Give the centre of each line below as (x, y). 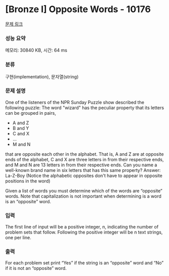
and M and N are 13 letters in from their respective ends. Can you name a (81, 165)
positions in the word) (28, 181)
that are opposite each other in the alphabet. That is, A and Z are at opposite (84, 154)
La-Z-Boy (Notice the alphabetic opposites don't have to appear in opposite (84, 175)
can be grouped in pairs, (31, 113)
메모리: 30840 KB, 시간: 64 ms (36, 50)
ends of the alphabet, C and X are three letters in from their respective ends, (84, 159)
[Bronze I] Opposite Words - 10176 (78, 9)
